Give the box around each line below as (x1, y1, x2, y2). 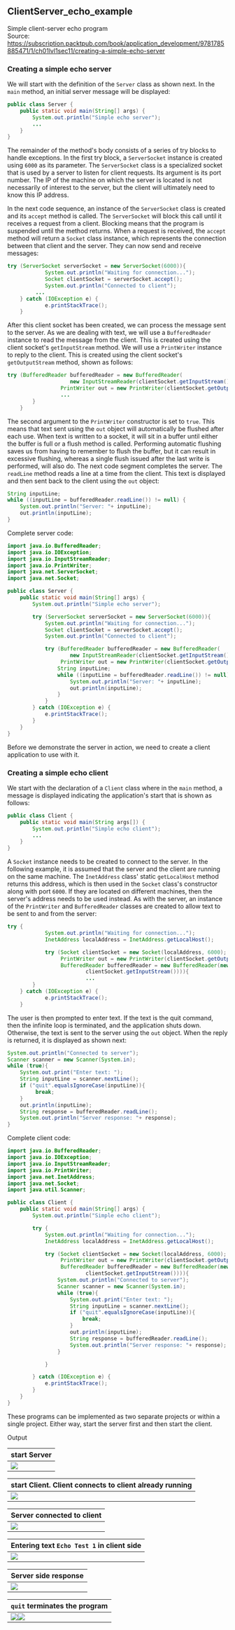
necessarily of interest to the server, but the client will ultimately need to (7, 184, 215, 192)
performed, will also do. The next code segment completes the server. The (7, 462, 223, 470)
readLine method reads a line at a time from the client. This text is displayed (7, 469, 226, 477)
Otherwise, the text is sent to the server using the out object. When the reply (7, 1028, 228, 1036)
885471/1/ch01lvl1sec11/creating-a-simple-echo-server (7, 46, 166, 55)
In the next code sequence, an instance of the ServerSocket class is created (7, 205, 226, 213)
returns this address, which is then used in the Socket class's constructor (7, 879, 218, 889)
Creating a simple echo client (7, 767, 108, 777)
